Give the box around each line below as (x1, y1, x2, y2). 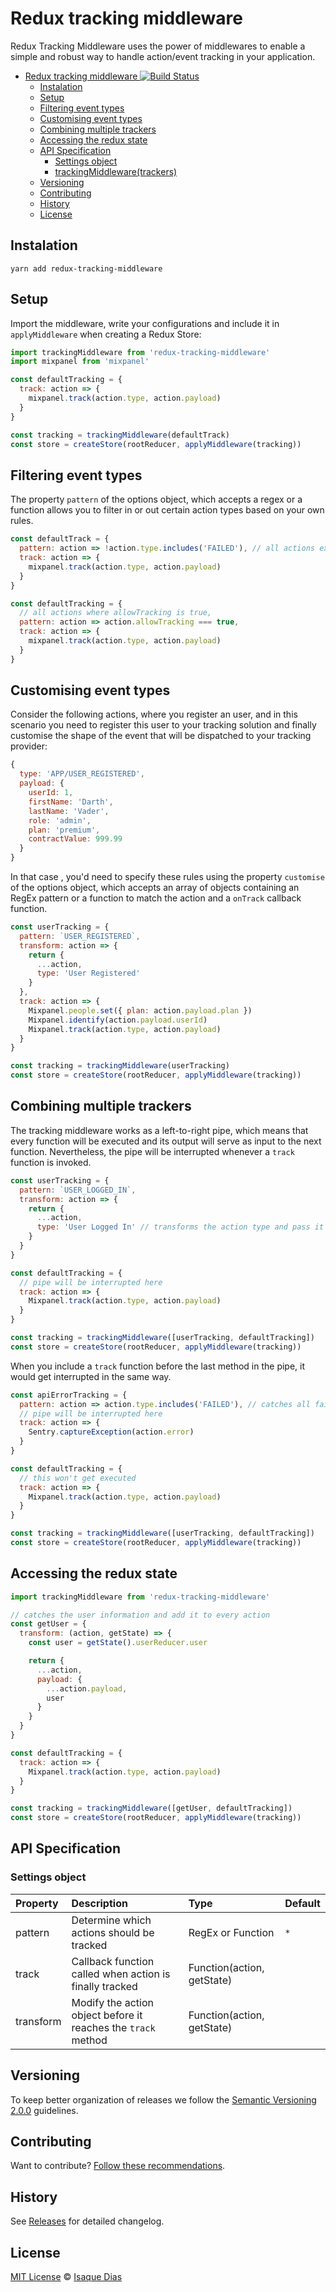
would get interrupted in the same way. (10, 1370, 172, 1382)
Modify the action (71, 1995, 155, 2009)
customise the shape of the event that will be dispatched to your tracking (10, 730, 312, 742)
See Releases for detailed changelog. (10, 2215, 165, 2227)
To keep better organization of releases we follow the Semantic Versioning (10, 2093, 317, 2106)
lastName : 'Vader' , (28, 806, 110, 816)
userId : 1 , (28, 788, 74, 798)
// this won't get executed (19, 1473, 137, 1483)
